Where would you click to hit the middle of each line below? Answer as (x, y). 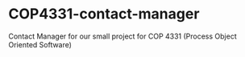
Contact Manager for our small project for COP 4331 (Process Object (122, 36)
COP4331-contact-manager (104, 14)
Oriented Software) (40, 44)
